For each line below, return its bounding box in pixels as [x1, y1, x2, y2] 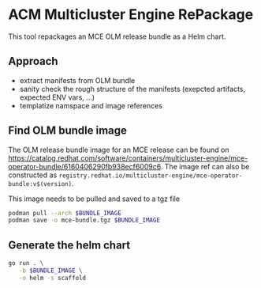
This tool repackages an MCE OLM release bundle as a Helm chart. [8, 32, 226, 41]
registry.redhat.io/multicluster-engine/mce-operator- [58, 172, 243, 180]
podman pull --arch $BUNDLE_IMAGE [8, 209, 122, 217]
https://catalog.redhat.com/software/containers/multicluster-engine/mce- [8, 153, 248, 163]
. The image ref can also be [160, 161, 250, 171]
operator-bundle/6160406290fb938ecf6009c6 [8, 161, 162, 171]
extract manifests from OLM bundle [19, 75, 136, 85]
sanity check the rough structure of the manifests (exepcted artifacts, [19, 84, 246, 93]
